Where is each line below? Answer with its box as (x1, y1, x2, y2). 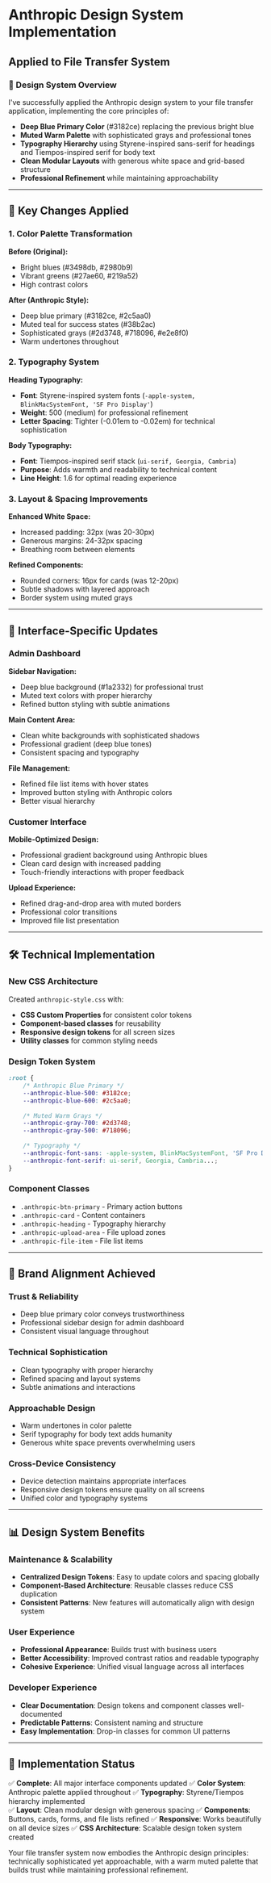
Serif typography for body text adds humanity (19, 1429, 173, 1439)
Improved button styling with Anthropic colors (19, 787, 173, 797)
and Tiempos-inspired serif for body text (19, 147, 156, 157)
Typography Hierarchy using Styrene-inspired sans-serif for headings (19, 139, 256, 149)
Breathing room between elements (19, 545, 135, 554)
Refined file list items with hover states (19, 779, 149, 789)
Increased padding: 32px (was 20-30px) (19, 527, 155, 538)
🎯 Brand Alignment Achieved (8, 1267, 156, 1281)
